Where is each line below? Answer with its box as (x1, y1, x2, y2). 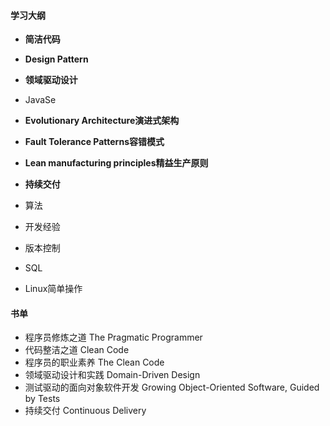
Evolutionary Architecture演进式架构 (24, 115, 180, 127)
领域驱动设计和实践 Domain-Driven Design (24, 369, 201, 381)
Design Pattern (24, 53, 89, 65)
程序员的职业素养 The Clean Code (24, 356, 165, 369)
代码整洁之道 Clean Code (24, 344, 130, 356)
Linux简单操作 (24, 283, 83, 295)
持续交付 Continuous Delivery (24, 405, 147, 417)
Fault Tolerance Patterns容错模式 (24, 136, 165, 148)
